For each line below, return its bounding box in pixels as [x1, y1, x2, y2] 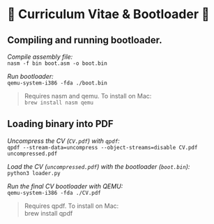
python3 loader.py [7, 170, 61, 177]
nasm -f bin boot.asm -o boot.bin [7, 60, 108, 67]
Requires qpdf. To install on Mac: [24, 202, 119, 210]
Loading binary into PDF [7, 118, 114, 130]
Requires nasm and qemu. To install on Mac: [24, 92, 152, 100]
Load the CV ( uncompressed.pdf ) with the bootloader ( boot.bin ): [7, 162, 190, 170]
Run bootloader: [7, 73, 54, 80]
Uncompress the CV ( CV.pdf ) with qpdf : [7, 136, 120, 145]
